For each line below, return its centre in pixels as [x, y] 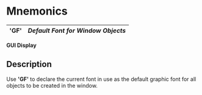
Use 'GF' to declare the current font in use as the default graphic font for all [101, 79]
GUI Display [21, 45]
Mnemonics [37, 11]
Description [29, 64]
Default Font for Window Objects [77, 30]
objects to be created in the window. [52, 85]
